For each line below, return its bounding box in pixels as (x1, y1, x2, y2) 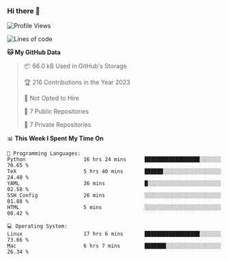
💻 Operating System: (7, 223, 68, 230)
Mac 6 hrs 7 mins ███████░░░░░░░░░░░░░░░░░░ (7, 243, 222, 249)
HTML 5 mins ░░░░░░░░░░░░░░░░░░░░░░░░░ (7, 204, 222, 211)
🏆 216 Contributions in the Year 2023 (23, 78, 131, 86)
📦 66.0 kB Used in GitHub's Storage (23, 62, 128, 71)
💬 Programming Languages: (7, 150, 81, 157)
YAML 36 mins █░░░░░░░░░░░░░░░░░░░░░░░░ (7, 180, 222, 187)
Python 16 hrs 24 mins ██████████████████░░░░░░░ (7, 156, 222, 163)
